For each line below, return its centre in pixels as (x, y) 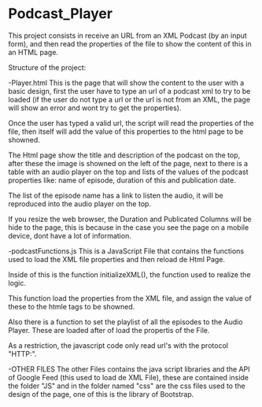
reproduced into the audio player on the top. (80, 203)
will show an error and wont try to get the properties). (95, 108)
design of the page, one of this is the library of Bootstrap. (101, 394)
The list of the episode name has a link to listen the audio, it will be (116, 195)
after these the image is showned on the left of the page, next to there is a (128, 163)
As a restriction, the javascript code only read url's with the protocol (118, 345)
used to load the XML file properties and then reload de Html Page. (117, 259)
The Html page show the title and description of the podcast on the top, (124, 155)
